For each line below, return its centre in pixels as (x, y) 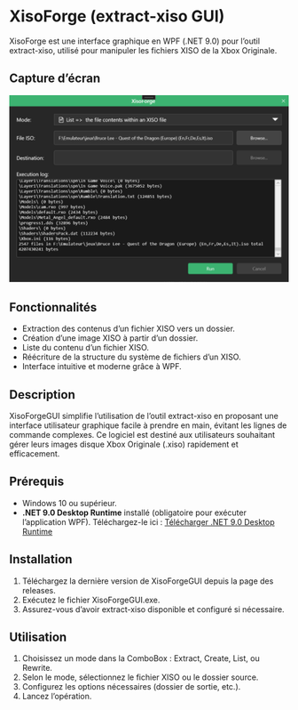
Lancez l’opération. (57, 697)
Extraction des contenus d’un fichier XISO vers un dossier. (128, 329)
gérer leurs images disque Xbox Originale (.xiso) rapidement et (124, 444)
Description (42, 395)
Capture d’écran (55, 79)
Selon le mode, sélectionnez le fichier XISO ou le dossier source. (140, 677)
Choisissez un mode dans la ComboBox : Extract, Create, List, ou (141, 658)
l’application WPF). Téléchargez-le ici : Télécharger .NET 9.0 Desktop (148, 521)
